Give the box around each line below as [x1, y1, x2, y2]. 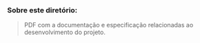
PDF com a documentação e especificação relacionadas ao [23, 21, 194, 29]
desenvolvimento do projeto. [23, 28, 106, 36]
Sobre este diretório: [7, 5, 78, 15]
